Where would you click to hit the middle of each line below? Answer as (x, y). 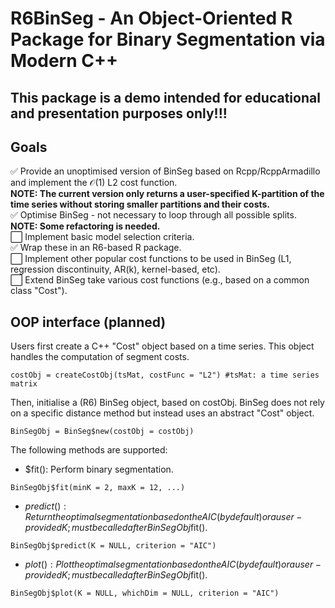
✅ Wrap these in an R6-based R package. (96, 248)
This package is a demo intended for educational (165, 97)
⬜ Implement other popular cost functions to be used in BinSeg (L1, (151, 259)
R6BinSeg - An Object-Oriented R (151, 18)
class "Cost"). (39, 291)
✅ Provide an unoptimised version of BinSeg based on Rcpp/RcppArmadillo (165, 171)
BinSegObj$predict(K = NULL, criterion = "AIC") (113, 546)
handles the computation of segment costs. (100, 357)
